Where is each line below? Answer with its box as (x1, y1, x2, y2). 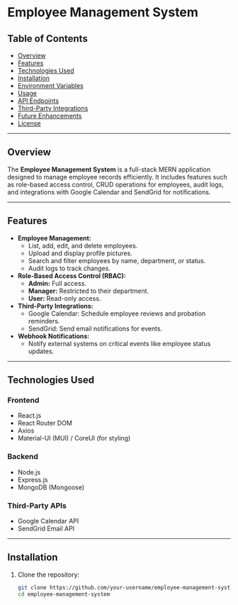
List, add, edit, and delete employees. (28, 241, 138, 250)
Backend (7, 452, 39, 462)
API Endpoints (17, 96, 59, 105)
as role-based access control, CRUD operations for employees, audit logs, (7, 180, 225, 189)
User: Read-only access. (28, 294, 101, 302)
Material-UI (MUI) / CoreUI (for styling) (17, 434, 131, 443)
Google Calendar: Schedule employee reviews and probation (28, 309, 206, 318)
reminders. (28, 316, 60, 325)
